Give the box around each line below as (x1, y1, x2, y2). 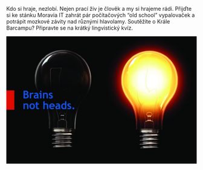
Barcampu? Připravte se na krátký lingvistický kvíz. (6, 24, 134, 31)
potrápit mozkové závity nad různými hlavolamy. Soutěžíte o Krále (6, 18, 170, 25)
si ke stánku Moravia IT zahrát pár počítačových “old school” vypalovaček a (6, 11, 195, 19)
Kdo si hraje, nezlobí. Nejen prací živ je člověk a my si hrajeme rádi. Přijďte (6, 5, 192, 12)
